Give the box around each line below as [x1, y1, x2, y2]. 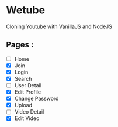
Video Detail [14, 108, 44, 115]
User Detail [14, 82, 42, 88]
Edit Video [14, 115, 40, 122]
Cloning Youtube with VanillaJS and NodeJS [6, 23, 113, 30]
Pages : [6, 40, 34, 50]
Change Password [14, 95, 59, 102]
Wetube [6, 4, 46, 17]
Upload [14, 102, 33, 109]
